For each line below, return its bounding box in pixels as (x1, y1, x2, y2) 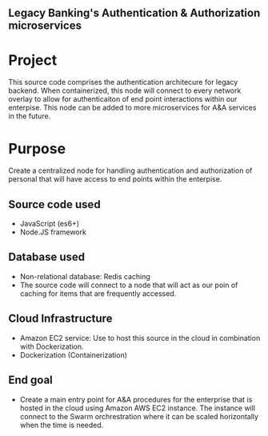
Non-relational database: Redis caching (19, 271, 150, 281)
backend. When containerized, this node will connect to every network (8, 86, 242, 95)
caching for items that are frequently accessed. (19, 288, 177, 298)
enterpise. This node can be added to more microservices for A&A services (8, 103, 257, 113)
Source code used (8, 198, 102, 211)
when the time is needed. (19, 420, 104, 430)
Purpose (8, 139, 66, 158)
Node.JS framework (19, 227, 86, 237)
